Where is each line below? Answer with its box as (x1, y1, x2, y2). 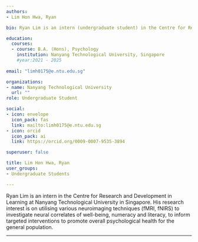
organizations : (6, 79, 44, 85)
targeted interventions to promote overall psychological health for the (6, 217, 175, 224)
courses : (11, 41, 33, 47)
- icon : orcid (6, 128, 41, 134)
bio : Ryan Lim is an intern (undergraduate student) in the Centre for (6, 25, 186, 31)
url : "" (11, 89, 31, 96)
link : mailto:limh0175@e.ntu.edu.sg (11, 122, 101, 128)
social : (6, 106, 25, 112)
